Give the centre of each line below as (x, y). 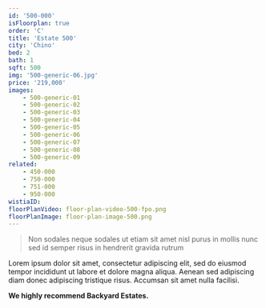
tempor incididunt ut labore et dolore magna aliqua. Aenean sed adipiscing (131, 272)
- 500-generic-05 (52, 127)
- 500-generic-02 (52, 105)
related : (23, 165)
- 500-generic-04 (52, 120)
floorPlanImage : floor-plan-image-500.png (80, 217)
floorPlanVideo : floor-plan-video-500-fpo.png (87, 209)
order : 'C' (26, 30)
